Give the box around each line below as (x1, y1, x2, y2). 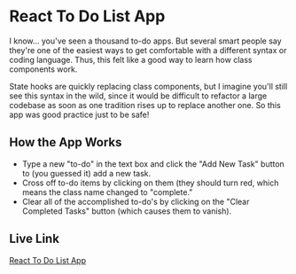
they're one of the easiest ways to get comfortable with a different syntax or (9, 44, 287, 55)
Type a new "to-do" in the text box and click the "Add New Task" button (21, 158, 285, 169)
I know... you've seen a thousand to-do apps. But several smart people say (9, 35, 282, 46)
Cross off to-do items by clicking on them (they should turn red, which (21, 177, 279, 188)
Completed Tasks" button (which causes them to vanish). (21, 206, 232, 216)
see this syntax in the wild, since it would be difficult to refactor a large (9, 90, 268, 101)
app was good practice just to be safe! (9, 109, 150, 120)
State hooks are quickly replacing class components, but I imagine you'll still (9, 81, 288, 91)
